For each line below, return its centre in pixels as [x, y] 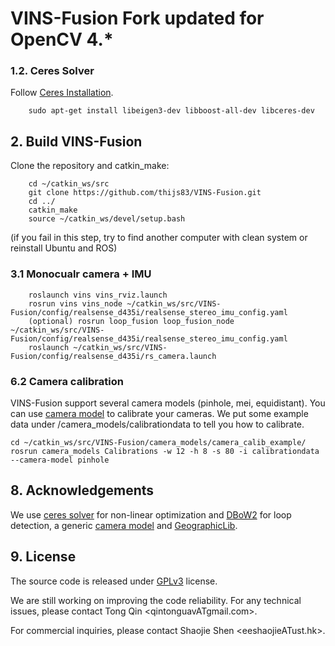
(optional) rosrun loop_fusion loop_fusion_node [131, 321]
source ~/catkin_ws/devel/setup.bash [107, 219]
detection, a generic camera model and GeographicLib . [124, 525]
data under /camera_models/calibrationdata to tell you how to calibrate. [157, 424]
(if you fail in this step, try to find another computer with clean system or [159, 238]
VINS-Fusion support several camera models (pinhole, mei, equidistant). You [168, 403]
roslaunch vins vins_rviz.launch [98, 295]
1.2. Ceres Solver [52, 71]
